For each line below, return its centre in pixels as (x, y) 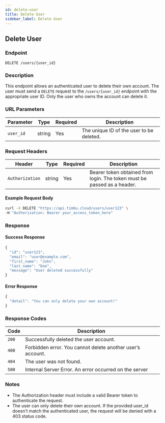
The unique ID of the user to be (118, 130)
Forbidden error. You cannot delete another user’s (83, 348)
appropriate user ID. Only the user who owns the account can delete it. (77, 97)
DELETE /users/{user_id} (30, 63)
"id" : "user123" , (27, 252)
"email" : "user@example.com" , (40, 257)
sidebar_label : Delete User (34, 19)
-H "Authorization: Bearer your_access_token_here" (59, 213)
